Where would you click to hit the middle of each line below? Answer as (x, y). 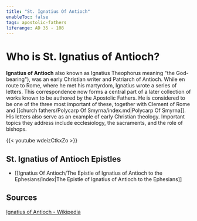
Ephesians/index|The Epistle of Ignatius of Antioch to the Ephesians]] (98, 179)
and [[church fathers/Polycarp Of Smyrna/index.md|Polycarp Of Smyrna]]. (96, 110)
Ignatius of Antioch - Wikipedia (43, 212)
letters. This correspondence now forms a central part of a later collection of (98, 92)
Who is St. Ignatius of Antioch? (83, 57)
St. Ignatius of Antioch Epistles (64, 159)
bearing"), (18, 79)
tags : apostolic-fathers (36, 22)
